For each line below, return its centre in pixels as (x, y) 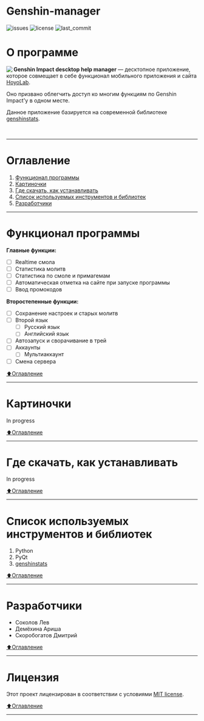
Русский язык (42, 327)
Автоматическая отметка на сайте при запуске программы (92, 282)
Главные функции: (31, 250)
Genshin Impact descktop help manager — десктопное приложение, (102, 69)
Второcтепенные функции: (42, 302)
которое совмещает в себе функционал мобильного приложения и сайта (102, 76)
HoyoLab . (18, 82)
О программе (42, 52)
